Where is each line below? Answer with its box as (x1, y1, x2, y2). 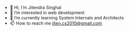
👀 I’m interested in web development (9, 10, 85, 15)
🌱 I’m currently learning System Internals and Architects (9, 15, 124, 20)
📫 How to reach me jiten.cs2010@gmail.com (9, 20, 102, 26)
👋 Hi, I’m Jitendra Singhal (9, 5, 62, 10)
